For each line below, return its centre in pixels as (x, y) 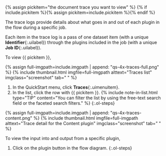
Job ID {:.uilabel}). (23, 48)
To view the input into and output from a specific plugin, (63, 138)
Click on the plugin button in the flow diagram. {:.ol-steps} (72, 148)
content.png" (19, 118)
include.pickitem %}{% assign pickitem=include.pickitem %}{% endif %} (80, 12)
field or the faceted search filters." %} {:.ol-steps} (63, 103)
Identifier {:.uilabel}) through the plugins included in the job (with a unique (81, 42)
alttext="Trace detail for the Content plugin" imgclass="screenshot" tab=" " (83, 123)
